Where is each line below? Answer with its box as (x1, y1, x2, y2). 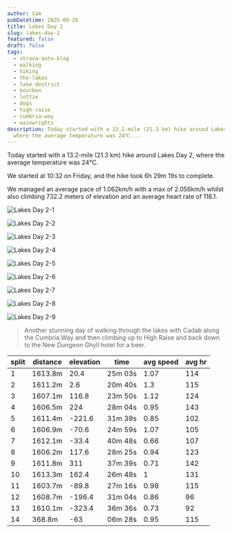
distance (32, 357, 62, 367)
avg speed (143, 357, 179, 367)
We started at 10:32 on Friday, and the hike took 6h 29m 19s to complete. (7, 172, 215, 180)
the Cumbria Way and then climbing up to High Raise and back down (23, 333, 220, 342)
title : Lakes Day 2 (7, 23, 64, 30)
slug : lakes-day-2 (7, 29, 60, 37)
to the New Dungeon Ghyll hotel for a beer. (23, 341, 146, 349)
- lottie (13, 94, 39, 101)
